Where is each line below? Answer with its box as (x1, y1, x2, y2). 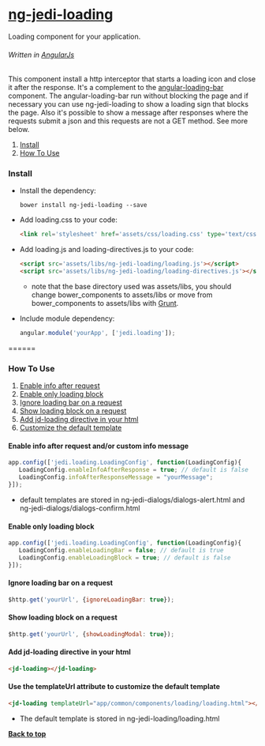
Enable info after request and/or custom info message (8, 441, 189, 450)
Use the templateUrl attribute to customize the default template (8, 682, 221, 691)
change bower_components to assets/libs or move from (31, 290, 213, 300)
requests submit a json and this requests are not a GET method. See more (8, 116, 248, 126)
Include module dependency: (19, 314, 115, 323)
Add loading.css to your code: (19, 215, 118, 224)
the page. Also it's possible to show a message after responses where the (8, 108, 248, 118)
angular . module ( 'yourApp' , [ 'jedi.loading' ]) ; (19, 330, 176, 337)
